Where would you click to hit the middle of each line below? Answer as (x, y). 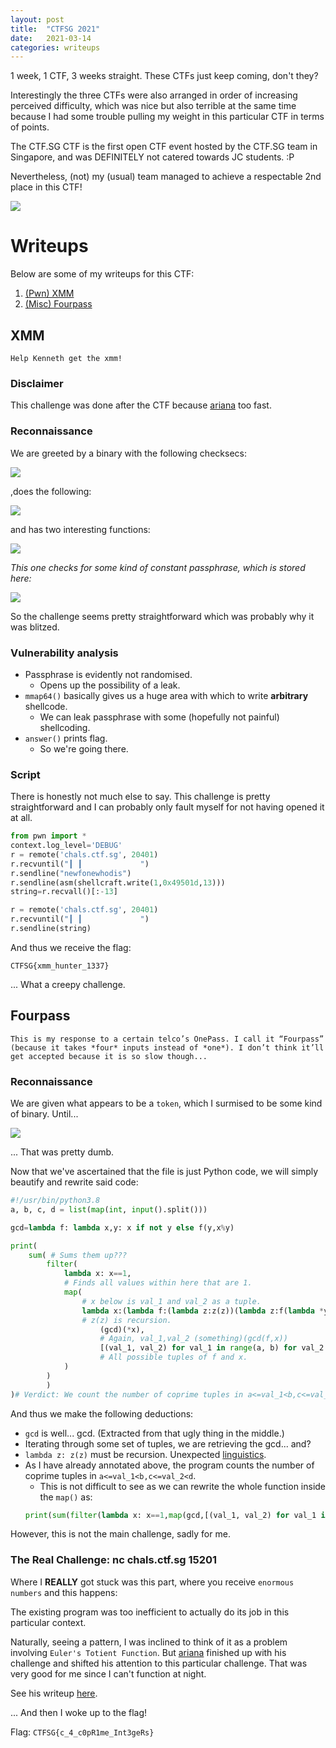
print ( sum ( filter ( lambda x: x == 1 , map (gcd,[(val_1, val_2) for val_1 (170, 1515)
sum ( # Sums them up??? (78, 1255)
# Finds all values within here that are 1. (158, 1283)
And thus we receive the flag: (71, 947)
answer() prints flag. (66, 738)
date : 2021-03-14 (51, 38)
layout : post (37, 19)
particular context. (48, 1622)
